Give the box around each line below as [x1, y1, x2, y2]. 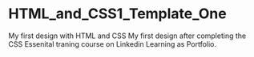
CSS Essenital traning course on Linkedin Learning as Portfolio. [8, 39, 217, 48]
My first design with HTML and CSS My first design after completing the [8, 31, 247, 40]
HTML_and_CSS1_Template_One [8, 5, 227, 23]
